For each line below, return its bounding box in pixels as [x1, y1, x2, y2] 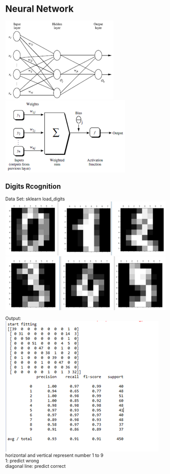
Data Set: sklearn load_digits [5, 196, 65, 202]
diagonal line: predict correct [5, 463, 66, 469]
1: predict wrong [5, 458, 39, 464]
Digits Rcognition [5, 182, 61, 191]
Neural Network [5, 3, 74, 15]
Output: [5, 315, 21, 322]
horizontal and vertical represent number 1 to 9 [5, 452, 103, 459]
